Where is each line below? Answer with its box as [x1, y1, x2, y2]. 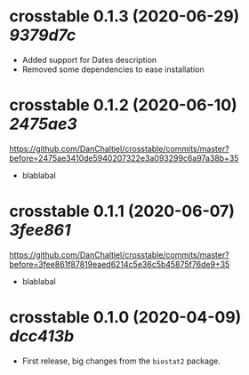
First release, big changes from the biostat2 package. [21, 355, 221, 366]
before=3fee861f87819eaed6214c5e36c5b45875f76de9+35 [9, 259, 230, 269]
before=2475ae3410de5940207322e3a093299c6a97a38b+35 [9, 153, 239, 164]
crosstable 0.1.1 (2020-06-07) [9, 202, 236, 221]
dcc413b [9, 326, 75, 346]
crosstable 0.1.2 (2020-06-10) [9, 95, 237, 116]
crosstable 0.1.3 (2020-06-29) [9, 6, 240, 27]
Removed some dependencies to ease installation [21, 64, 205, 75]
